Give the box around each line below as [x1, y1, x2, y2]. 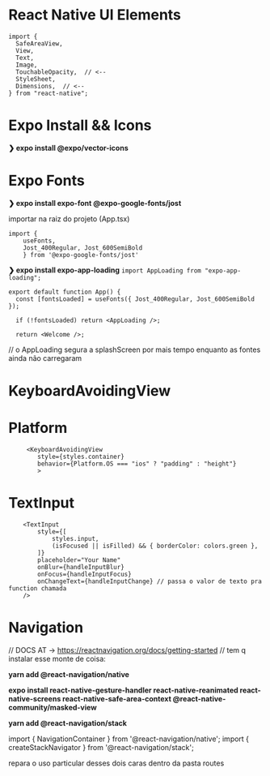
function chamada [8, 584, 67, 593]
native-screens [8, 693, 61, 703]
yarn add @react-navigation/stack [8, 718, 128, 727]
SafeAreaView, [15, 39, 63, 48]
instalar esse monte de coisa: [8, 654, 107, 663]
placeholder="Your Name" [37, 555, 121, 564]
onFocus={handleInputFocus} [37, 570, 132, 578]
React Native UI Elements [8, 6, 182, 24]
